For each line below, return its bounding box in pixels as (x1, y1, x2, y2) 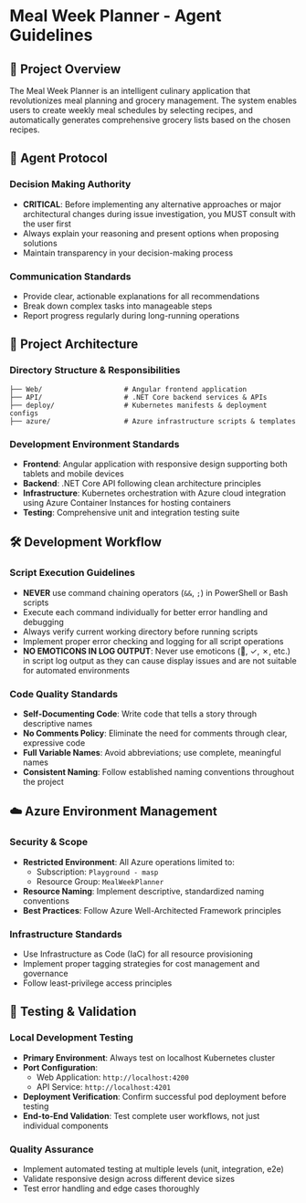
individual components (22, 1120, 109, 1131)
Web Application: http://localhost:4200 (36, 1072, 189, 1083)
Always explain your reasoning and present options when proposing (22, 227, 280, 238)
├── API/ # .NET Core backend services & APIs (9, 392, 268, 402)
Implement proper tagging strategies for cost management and (22, 957, 260, 968)
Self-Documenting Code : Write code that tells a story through (22, 708, 258, 719)
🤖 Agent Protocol (9, 151, 108, 166)
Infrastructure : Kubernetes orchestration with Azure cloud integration (22, 487, 286, 498)
